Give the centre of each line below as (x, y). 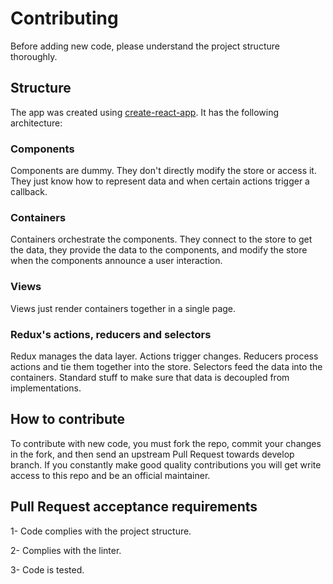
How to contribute (68, 419)
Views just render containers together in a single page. (123, 308)
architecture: (36, 123)
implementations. (46, 388)
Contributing (64, 18)
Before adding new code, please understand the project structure (145, 46)
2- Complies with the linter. (66, 550)
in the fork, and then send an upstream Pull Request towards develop (152, 454)
